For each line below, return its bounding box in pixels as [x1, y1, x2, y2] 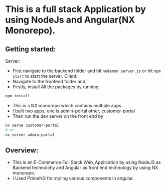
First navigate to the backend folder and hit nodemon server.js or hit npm [12, 68, 161, 74]
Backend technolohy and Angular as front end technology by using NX [12, 164, 158, 171]
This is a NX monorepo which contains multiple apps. [12, 102, 123, 108]
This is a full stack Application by [5, 4, 146, 15]
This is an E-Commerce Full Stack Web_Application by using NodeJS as [12, 159, 161, 165]
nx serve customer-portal [5, 123, 59, 128]
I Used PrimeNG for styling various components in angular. [12, 175, 134, 181]
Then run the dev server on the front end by [12, 113, 104, 119]
